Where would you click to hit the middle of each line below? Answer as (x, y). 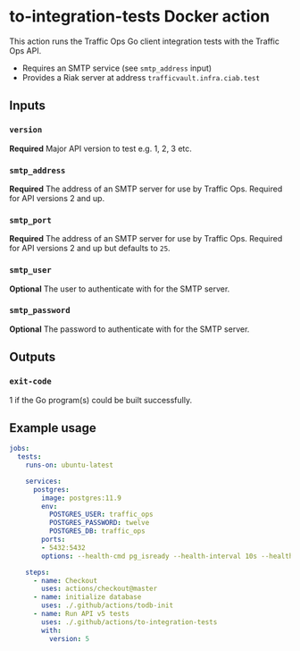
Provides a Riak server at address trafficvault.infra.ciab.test (141, 77)
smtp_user (30, 271)
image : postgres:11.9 (82, 498)
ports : (54, 540)
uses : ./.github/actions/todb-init (108, 605)
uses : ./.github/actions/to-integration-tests (129, 622)
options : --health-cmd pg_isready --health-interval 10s (149, 556)
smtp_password (40, 311)
